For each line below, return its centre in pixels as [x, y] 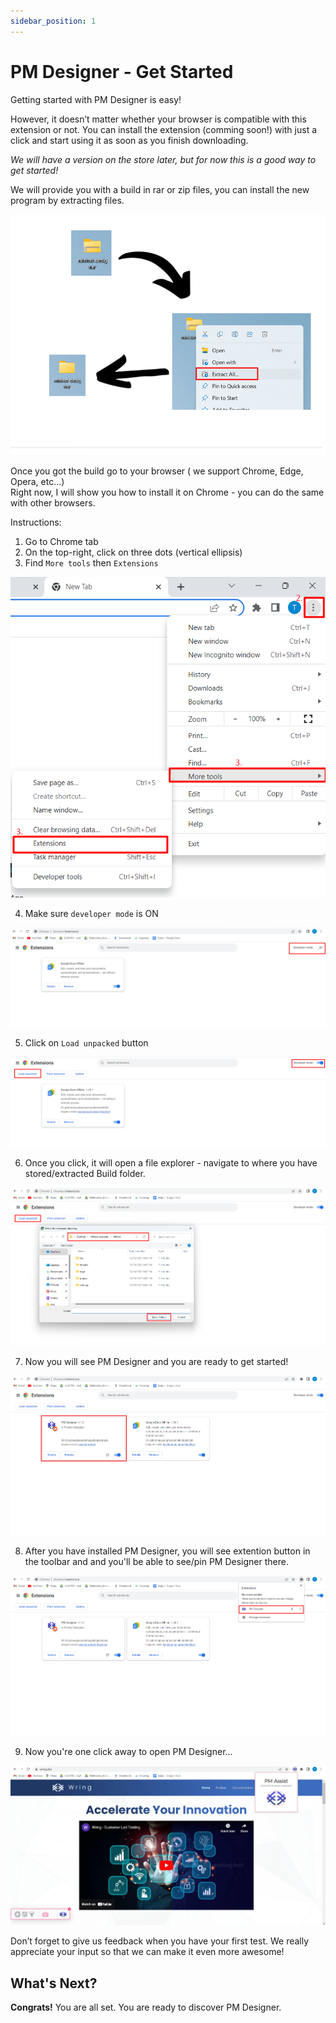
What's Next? [54, 1983]
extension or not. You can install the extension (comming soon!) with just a [164, 129]
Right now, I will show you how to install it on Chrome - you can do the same [167, 492]
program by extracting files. [67, 200]
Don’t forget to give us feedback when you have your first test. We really [160, 1941]
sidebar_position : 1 [53, 21]
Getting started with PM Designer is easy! [96, 99]
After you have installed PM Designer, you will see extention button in [167, 1551]
